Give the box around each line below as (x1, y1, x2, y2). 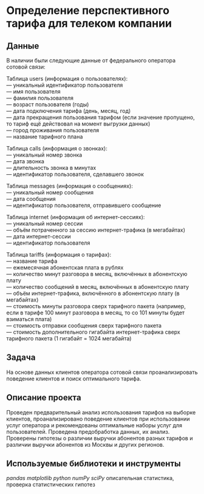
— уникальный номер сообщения (6, 189, 94, 196)
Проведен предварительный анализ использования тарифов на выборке (6, 408, 196, 416)
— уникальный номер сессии (6, 220, 83, 227)
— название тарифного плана (6, 133, 83, 140)
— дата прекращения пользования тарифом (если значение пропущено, (6, 113, 195, 121)
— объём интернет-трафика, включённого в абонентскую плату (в (6, 289, 180, 297)
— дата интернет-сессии (6, 233, 71, 240)
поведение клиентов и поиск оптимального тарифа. (6, 374, 141, 382)
